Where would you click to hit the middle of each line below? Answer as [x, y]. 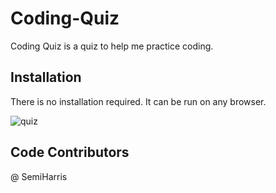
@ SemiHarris [39, 176]
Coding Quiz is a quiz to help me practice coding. [112, 46]
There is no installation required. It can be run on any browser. [138, 101]
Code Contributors [70, 152]
